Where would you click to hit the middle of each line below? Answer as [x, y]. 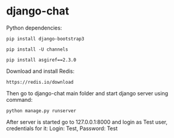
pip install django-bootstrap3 [45, 39]
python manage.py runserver [41, 111]
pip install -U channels [37, 49]
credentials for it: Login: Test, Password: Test [62, 128]
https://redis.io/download [40, 82]
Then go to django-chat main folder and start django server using [87, 93]
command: [19, 99]
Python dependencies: [34, 28]
